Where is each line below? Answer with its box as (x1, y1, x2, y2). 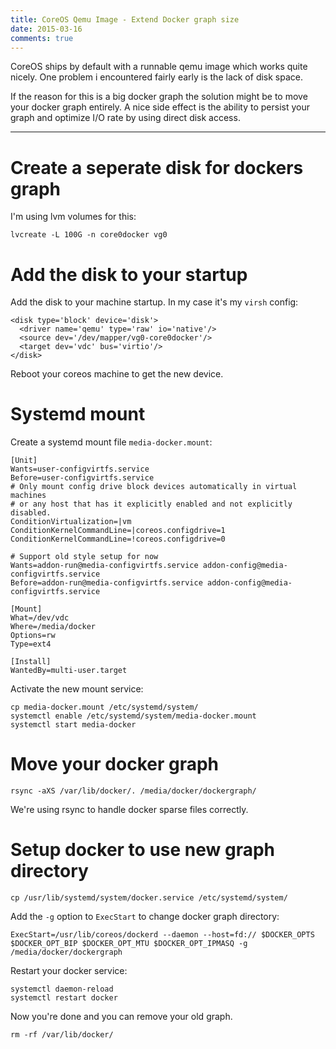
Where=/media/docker (10, 622, 97, 632)
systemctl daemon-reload (10, 984, 114, 995)
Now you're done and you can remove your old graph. (10, 1011, 233, 1023)
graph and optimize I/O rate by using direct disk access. (10, 112, 241, 124)
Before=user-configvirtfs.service (10, 473, 155, 483)
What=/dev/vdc (10, 613, 70, 623)
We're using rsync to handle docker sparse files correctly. (10, 804, 249, 816)
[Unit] (10, 456, 38, 466)
